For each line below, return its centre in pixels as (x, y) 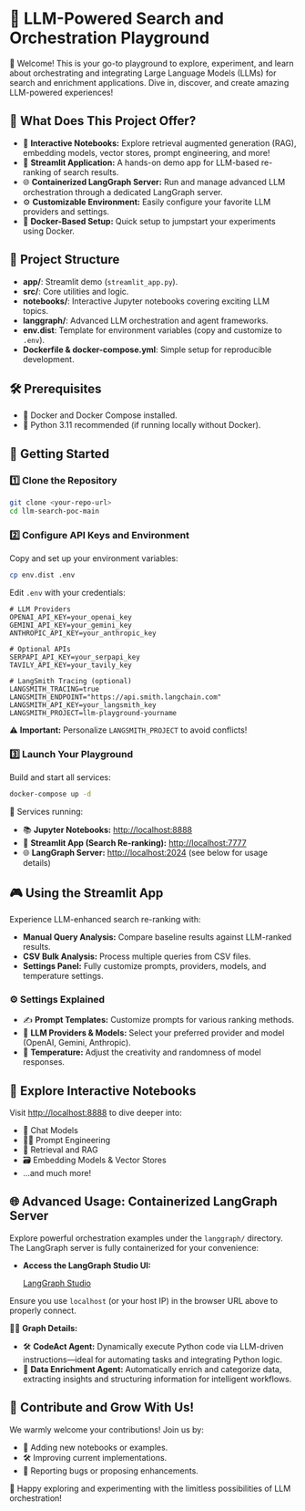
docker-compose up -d (51, 794)
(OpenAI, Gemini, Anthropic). (77, 1043)
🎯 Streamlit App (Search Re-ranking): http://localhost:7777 (135, 843)
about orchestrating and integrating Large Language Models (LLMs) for (143, 73)
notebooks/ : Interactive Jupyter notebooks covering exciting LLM (146, 301)
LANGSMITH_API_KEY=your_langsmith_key (83, 705)
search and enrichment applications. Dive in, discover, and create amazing (149, 82)
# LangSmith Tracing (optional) (71, 681)
